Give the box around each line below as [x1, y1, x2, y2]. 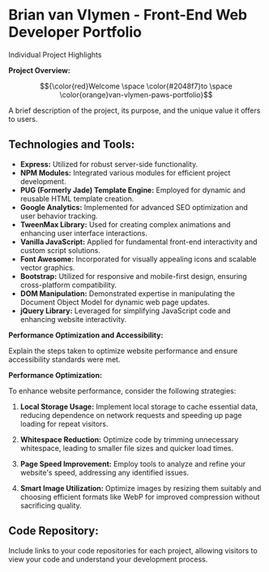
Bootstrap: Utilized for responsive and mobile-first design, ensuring [19, 271, 247, 281]
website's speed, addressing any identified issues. [19, 467, 189, 477]
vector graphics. [19, 262, 75, 273]
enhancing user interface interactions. [19, 228, 147, 238]
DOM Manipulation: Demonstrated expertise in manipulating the [19, 288, 235, 298]
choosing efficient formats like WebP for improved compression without [19, 492, 260, 501]
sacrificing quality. [19, 501, 83, 510]
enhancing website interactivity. [19, 314, 127, 324]
